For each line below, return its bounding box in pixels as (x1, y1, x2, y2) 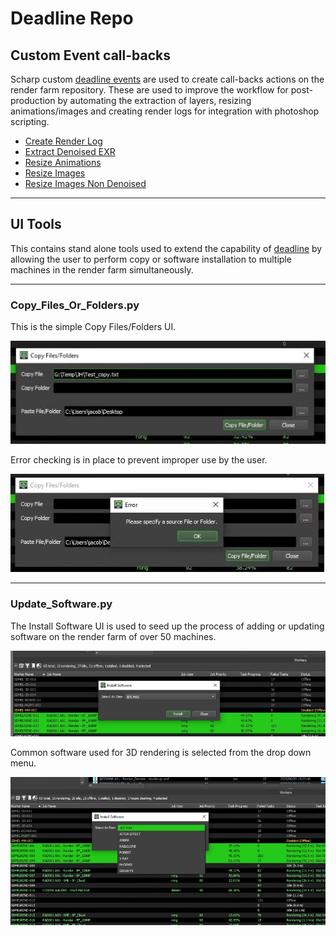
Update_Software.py (10, 597, 113, 611)
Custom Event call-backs (10, 47, 171, 64)
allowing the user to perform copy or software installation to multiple (10, 253, 292, 265)
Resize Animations (24, 157, 102, 168)
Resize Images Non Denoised (24, 178, 147, 189)
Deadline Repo (10, 7, 134, 30)
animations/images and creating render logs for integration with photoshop (10, 105, 320, 117)
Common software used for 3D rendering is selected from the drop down (10, 746, 312, 758)
